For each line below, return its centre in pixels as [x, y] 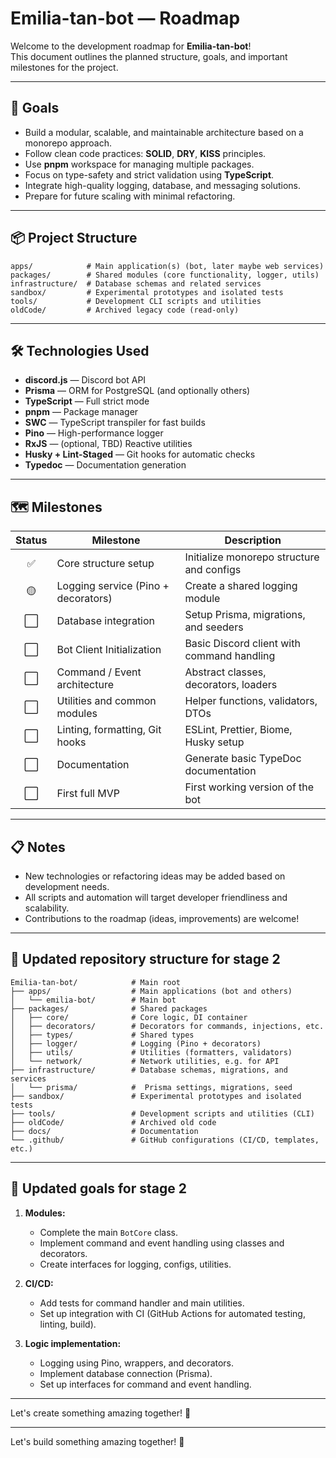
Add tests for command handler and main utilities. [142, 1303]
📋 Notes [38, 847]
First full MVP [88, 794]
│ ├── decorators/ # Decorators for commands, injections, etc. [167, 1026]
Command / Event [99, 672]
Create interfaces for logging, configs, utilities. [135, 1264]
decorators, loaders [231, 685]
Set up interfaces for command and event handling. [145, 1384]
